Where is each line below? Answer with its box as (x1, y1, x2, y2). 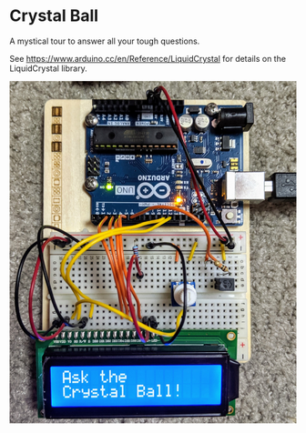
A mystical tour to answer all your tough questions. (9, 35, 200, 46)
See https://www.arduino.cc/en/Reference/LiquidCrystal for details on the (9, 53, 287, 64)
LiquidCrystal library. (9, 63, 88, 74)
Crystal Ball (9, 5, 98, 26)
